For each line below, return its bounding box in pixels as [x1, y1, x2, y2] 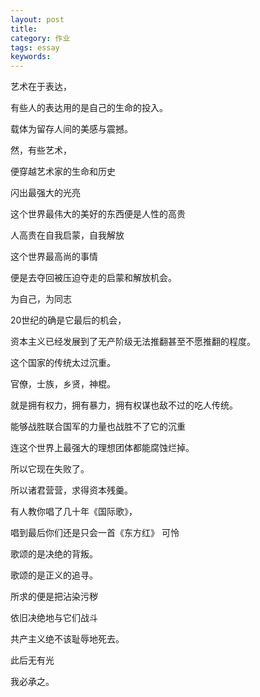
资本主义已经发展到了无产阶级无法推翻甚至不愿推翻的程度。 [10, 336, 256, 348]
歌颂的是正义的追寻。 [10, 569, 98, 581]
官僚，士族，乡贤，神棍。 [10, 378, 116, 390]
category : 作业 [10, 33, 71, 43]
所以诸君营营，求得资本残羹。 [10, 484, 133, 496]
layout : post [10, 14, 65, 25]
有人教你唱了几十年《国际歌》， [10, 506, 138, 518]
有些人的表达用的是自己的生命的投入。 [10, 102, 168, 114]
